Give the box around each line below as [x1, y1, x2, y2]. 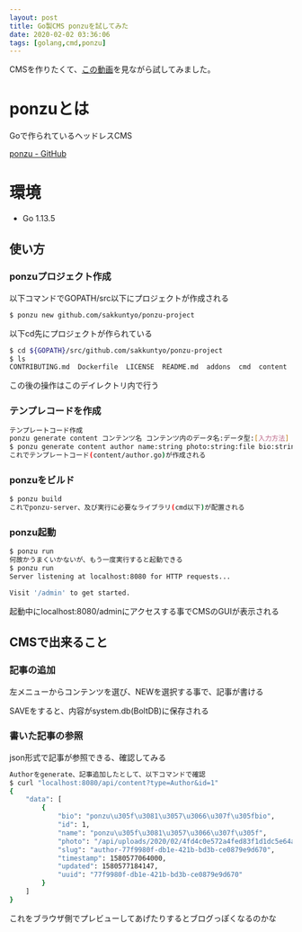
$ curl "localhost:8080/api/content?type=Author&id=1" [9, 778, 219, 787]
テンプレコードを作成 [9, 405, 102, 417]
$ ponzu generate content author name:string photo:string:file [9, 443, 255, 452]
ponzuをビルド [9, 474, 75, 487]
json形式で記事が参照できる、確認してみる [9, 752, 166, 763]
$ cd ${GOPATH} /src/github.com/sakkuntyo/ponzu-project [9, 345, 223, 355]
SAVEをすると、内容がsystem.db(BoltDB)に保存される [9, 705, 209, 716]
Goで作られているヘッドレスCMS [9, 130, 133, 141]
